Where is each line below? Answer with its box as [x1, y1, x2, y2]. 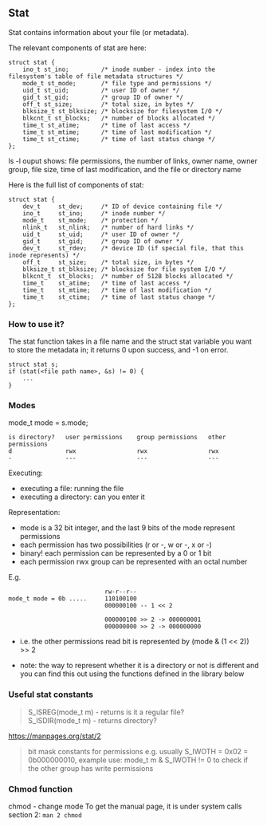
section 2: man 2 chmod [8, 810, 82, 820]
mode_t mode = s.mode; [8, 418, 88, 427]
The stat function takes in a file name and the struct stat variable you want [8, 336, 253, 346]
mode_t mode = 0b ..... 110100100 [8, 595, 137, 603]
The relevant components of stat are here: [8, 43, 147, 53]
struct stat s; [8, 360, 59, 369]
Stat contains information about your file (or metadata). [8, 27, 189, 37]
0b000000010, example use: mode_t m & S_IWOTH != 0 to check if [27, 755, 249, 765]
